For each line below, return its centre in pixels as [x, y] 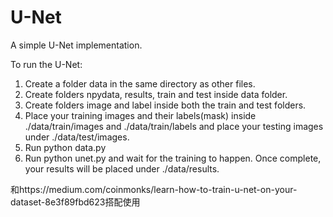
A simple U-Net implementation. [76, 45]
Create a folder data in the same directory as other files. [140, 83]
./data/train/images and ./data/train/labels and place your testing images [174, 126]
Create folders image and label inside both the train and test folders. [165, 105]
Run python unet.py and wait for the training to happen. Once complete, [173, 158]
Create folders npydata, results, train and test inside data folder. [156, 94]
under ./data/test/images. [77, 137]
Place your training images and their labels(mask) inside [140, 115]
